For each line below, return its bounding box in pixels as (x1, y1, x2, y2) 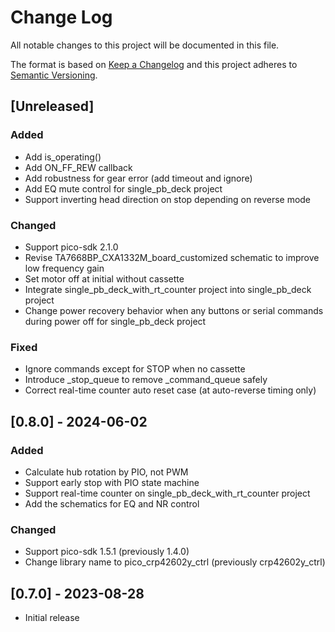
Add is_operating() (24, 151, 102, 163)
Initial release (24, 612, 80, 624)
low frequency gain (24, 262, 105, 274)
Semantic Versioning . (10, 69, 98, 81)
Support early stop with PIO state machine (24, 476, 200, 488)
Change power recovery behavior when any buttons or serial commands (24, 304, 324, 316)
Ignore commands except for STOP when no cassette (24, 363, 246, 375)
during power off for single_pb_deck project (24, 315, 207, 327)
